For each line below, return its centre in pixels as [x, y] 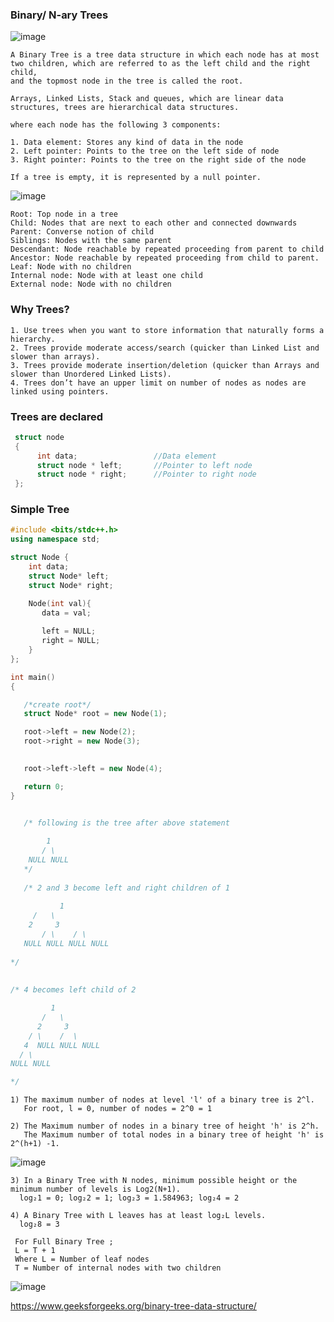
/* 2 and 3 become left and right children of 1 [126, 888]
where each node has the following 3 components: [116, 125]
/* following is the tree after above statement [126, 823]
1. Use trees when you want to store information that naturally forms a [167, 330]
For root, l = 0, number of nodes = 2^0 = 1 [118, 1109]
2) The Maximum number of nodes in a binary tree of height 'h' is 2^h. [165, 1126]
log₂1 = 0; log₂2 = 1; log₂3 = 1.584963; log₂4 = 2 [129, 1198]
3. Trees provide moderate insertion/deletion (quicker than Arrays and [165, 365]
